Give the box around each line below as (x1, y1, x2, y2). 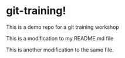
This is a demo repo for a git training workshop (6, 23, 119, 30)
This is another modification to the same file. (6, 46, 114, 53)
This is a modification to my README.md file (6, 35, 114, 42)
